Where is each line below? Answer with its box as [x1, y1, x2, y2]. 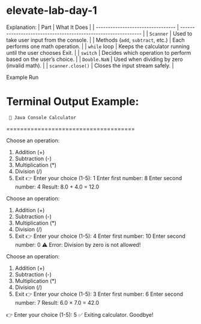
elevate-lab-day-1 [6, 4, 97, 17]
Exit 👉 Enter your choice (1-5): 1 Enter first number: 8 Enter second [14, 174, 182, 181]
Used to [173, 30, 193, 37]
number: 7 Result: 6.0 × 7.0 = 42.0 [14, 299, 99, 306]
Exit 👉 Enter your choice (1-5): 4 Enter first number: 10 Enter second [14, 232, 186, 240]
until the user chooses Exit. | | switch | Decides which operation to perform [6, 49, 191, 56]
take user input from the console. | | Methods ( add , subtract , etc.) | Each [6, 36, 185, 43]
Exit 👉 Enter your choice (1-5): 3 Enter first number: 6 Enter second [14, 290, 184, 298]
